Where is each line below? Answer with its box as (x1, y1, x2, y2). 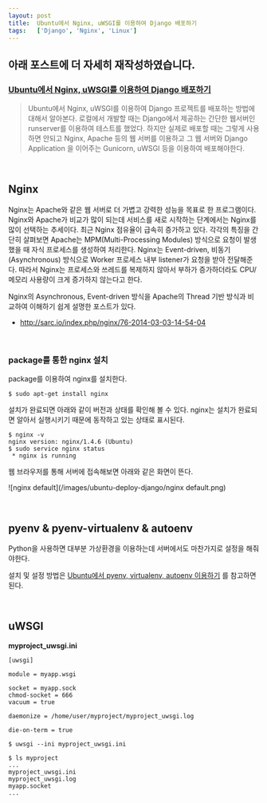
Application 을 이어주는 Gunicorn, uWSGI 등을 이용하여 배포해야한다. (27, 144, 245, 153)
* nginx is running (11, 452, 77, 460)
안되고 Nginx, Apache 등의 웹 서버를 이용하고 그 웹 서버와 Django (42, 133, 249, 144)
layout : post (8, 11, 52, 20)
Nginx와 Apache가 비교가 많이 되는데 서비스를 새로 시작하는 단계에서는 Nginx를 (8, 215, 257, 224)
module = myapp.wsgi (8, 670, 77, 678)
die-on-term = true (8, 726, 73, 734)
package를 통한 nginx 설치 (8, 354, 109, 366)
